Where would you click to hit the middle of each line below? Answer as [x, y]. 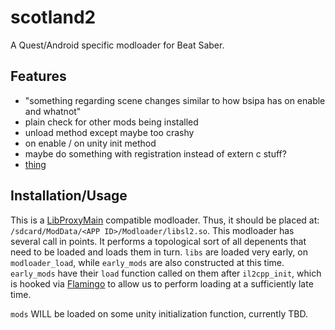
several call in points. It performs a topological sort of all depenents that [158, 241]
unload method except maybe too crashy [109, 132]
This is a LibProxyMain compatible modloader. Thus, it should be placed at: [165, 220]
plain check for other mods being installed [111, 122]
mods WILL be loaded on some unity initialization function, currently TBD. [159, 313]
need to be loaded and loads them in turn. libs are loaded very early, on [159, 252]
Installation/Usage [69, 196]
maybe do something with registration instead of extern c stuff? [155, 153]
